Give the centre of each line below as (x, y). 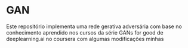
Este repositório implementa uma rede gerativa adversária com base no (94, 26)
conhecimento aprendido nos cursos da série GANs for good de (85, 32)
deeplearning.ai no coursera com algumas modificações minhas (85, 39)
